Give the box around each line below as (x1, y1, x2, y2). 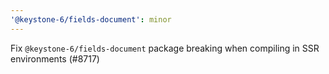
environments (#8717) (10, 52, 100, 65)
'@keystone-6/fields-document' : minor (10, 14, 172, 25)
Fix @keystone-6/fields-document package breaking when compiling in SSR (10, 42, 320, 54)
